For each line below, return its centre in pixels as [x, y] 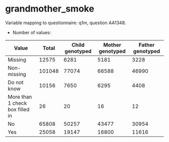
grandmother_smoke [50, 9]
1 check [17, 103]
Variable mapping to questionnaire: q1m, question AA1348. [66, 23]
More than [20, 97]
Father [147, 45]
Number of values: [32, 32]
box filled [19, 109]
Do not [16, 82]
